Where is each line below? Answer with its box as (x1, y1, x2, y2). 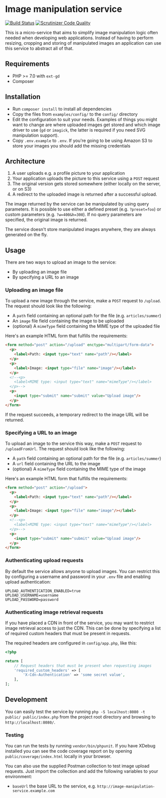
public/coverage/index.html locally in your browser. (5, 753, 111, 759)
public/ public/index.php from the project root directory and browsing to (5, 714, 156, 720)
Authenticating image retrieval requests (5, 608, 104, 615)
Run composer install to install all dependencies (12, 106, 112, 112)
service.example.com (12, 789, 55, 794)
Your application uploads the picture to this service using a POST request (12, 175, 160, 182)
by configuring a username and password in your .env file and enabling (5, 574, 151, 580)
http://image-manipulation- (97, 784, 155, 789)
